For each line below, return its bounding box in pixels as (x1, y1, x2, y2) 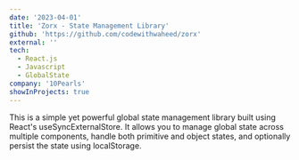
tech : (9, 46, 29, 55)
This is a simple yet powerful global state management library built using (9, 112, 277, 123)
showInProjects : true (9, 87, 90, 96)
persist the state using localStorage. (9, 140, 142, 151)
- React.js (17, 54, 58, 63)
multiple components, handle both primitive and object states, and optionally (9, 131, 291, 141)
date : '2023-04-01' (9, 12, 82, 22)
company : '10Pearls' (9, 79, 87, 88)
